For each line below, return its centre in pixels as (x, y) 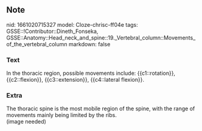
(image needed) (26, 122)
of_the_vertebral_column (37, 44)
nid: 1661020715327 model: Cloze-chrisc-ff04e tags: (72, 24)
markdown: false (89, 44)
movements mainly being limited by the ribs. (61, 115)
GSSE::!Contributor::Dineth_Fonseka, (52, 31)
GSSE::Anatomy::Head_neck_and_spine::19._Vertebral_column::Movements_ (101, 37)
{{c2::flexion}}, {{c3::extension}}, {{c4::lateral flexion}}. (75, 80)
